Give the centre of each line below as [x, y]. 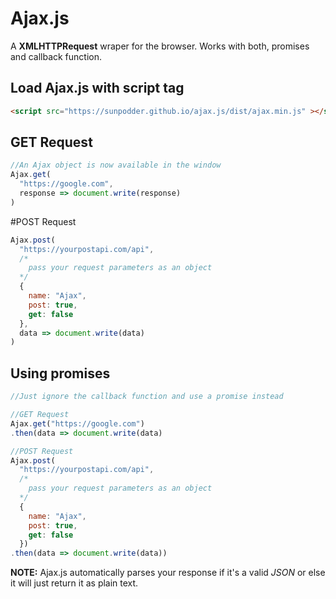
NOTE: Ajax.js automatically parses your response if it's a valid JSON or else [168, 573]
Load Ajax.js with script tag [97, 88]
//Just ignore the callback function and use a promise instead [147, 397]
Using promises [60, 373]
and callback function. [56, 56]
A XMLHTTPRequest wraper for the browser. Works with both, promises [160, 46]
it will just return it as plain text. [74, 583]
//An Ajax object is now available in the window [116, 165]
